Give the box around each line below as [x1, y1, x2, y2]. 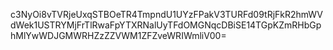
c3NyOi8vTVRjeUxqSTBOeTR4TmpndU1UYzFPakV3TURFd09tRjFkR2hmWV [10, 9, 323, 20]
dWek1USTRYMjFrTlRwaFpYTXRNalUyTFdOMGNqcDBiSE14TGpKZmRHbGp [10, 19, 322, 31]
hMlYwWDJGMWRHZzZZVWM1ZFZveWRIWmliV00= [10, 30, 227, 41]
